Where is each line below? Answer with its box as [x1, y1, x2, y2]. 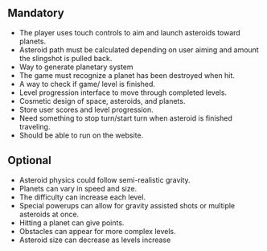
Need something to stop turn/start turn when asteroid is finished [18, 113, 232, 123]
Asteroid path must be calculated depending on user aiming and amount [18, 44, 259, 55]
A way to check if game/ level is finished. [18, 79, 156, 88]
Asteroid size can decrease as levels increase [18, 235, 171, 245]
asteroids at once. [18, 209, 80, 219]
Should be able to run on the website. [18, 130, 144, 140]
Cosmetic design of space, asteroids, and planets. [18, 96, 186, 105]
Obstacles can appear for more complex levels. [18, 226, 176, 236]
